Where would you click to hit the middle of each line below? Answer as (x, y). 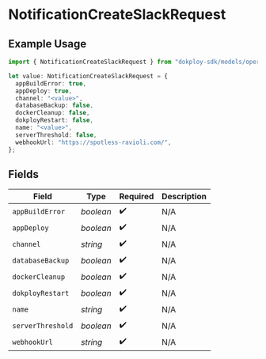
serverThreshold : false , (56, 135)
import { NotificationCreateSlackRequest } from (90, 62)
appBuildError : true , (51, 83)
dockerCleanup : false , (53, 113)
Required (137, 197)
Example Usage (47, 44)
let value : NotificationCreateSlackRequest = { (88, 76)
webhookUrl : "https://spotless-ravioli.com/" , (93, 142)
